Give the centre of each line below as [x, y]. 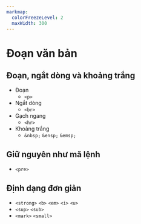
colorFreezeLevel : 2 [38, 18]
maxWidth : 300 [29, 23]
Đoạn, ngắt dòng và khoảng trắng [71, 76]
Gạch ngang [30, 116]
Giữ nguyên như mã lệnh [54, 154]
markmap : [17, 12]
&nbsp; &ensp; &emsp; [50, 136]
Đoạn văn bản [42, 53]
